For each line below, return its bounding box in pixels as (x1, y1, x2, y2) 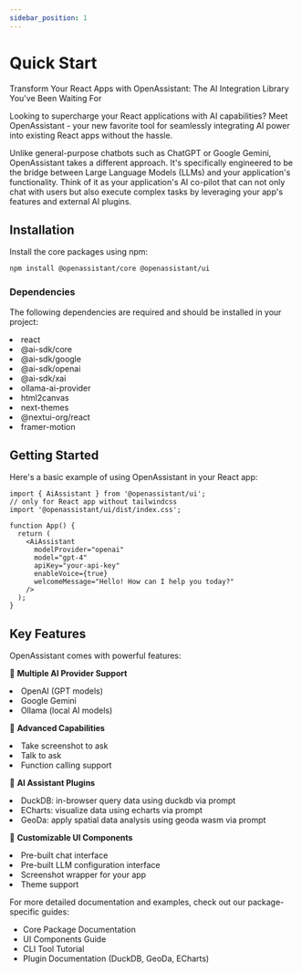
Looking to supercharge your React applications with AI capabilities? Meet (9, 110, 288, 121)
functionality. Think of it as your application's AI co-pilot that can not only (9, 176, 286, 187)
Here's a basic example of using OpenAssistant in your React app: (9, 472, 258, 483)
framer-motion (21, 421, 76, 432)
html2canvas (21, 392, 70, 403)
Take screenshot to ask (21, 740, 109, 751)
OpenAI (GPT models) (21, 685, 103, 696)
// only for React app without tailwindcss (9, 497, 178, 507)
